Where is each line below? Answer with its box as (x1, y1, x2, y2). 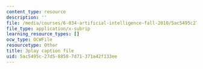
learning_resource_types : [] (6, 31, 80, 37)
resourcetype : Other (6, 43, 59, 49)
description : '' (6, 14, 47, 20)
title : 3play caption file (6, 48, 74, 54)
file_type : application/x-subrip (6, 25, 91, 32)
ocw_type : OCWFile (6, 37, 53, 43)
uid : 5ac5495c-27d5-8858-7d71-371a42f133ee (6, 53, 118, 59)
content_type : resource (6, 8, 66, 15)
